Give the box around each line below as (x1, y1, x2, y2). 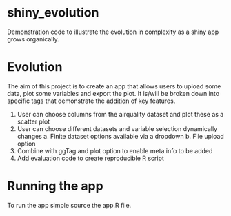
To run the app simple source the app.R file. (7, 201, 132, 209)
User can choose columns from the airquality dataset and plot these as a (17, 110, 224, 118)
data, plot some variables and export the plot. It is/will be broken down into (7, 89, 219, 97)
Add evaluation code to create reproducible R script (17, 154, 164, 162)
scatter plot (17, 117, 50, 126)
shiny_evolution (7, 5, 99, 21)
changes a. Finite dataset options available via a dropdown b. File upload (17, 132, 224, 140)
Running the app (7, 178, 103, 194)
